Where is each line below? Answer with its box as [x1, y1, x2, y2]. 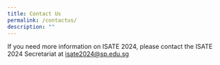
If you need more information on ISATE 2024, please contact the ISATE [7, 43, 213, 51]
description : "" [7, 23, 55, 30]
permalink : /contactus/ [7, 17, 78, 24]
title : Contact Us [7, 10, 61, 17]
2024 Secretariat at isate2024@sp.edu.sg [7, 50, 129, 58]
